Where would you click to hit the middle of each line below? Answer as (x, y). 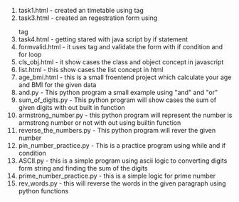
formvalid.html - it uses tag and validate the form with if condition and (121, 47)
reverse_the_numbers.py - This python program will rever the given (117, 130)
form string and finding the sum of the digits (83, 168)
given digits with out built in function (71, 107)
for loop (30, 54)
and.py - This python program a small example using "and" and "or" (118, 92)
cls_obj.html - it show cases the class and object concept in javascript (121, 62)
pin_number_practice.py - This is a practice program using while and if (122, 145)
